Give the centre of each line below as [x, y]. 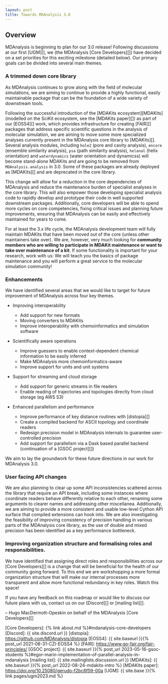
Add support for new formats [50, 315]
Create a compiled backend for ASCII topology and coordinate [84, 422]
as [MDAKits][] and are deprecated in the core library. [61, 172]
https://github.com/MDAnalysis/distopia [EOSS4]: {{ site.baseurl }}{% [77, 638]
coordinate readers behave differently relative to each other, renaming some [84, 499]
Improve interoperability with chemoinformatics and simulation [85, 326]
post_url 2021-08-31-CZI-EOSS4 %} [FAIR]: [50, 644]
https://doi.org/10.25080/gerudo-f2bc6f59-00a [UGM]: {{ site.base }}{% [80, 670]
